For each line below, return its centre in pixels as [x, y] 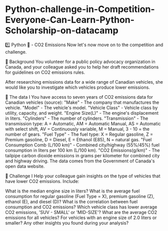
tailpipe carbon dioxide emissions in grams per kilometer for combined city [82, 155]
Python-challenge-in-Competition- [80, 9]
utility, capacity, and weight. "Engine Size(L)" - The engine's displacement [82, 113]
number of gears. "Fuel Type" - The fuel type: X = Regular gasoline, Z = [79, 134]
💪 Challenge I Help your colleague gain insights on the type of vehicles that [83, 176]
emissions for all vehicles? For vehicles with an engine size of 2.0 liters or [81, 217]
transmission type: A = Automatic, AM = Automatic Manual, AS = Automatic [83, 123]
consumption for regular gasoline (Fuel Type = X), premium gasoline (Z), [80, 196]
